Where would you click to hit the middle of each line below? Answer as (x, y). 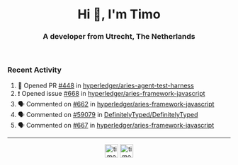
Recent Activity (35, 70)
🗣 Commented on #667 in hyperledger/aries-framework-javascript (116, 125)
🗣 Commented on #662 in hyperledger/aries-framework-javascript (116, 104)
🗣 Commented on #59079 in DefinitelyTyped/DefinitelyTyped (108, 114)
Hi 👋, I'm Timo (119, 14)
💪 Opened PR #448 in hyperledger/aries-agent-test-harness (106, 85)
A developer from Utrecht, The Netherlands (119, 37)
